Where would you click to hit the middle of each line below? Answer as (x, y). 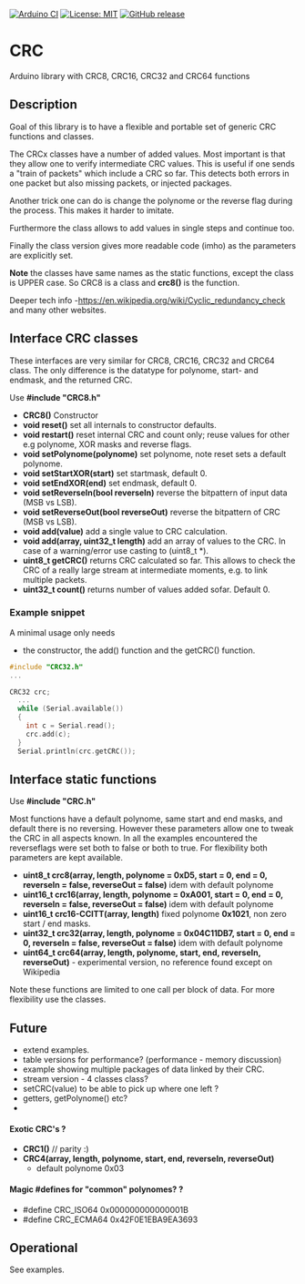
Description (43, 105)
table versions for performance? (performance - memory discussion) (152, 1060)
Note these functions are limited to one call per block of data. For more (142, 990)
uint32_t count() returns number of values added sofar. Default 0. (146, 589)
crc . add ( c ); (48, 734)
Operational (44, 1248)
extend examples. (56, 1050)
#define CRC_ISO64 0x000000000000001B (106, 1209)
